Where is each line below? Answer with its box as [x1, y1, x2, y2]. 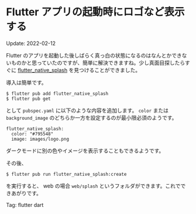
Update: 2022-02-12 [6, 39, 56, 47]
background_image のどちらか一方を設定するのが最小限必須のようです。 [6, 114, 177, 121]
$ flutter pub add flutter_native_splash [6, 90, 109, 97]
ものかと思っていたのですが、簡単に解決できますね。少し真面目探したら [11, 59, 185, 66]
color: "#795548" [11, 131, 54, 137]
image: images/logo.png [11, 136, 69, 142]
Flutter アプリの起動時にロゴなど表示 [6, 5, 185, 19]
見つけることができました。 [74, 66, 141, 73]
